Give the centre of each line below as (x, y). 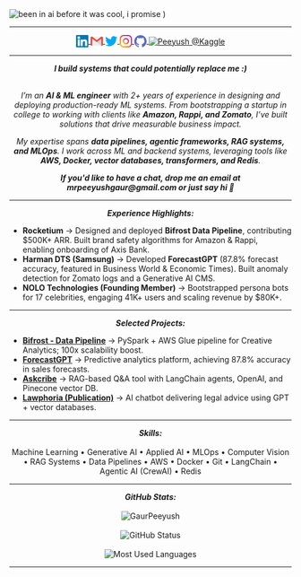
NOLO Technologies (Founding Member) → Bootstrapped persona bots (155, 288)
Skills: (150, 433)
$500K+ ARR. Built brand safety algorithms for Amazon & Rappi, (140, 240)
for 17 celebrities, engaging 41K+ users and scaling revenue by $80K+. (152, 297)
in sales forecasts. (56, 369)
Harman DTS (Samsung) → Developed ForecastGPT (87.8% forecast (150, 259)
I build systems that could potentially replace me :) (150, 68)
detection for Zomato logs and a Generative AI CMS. (119, 278)
